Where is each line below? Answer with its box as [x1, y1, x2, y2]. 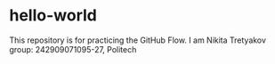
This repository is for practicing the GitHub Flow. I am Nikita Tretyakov [9, 35, 267, 45]
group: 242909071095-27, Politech [9, 44, 137, 54]
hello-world [9, 5, 98, 26]
